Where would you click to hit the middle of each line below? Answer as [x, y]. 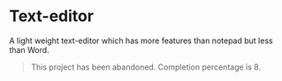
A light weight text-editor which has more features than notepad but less [141, 40]
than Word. [30, 49]
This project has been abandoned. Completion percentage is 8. [146, 67]
